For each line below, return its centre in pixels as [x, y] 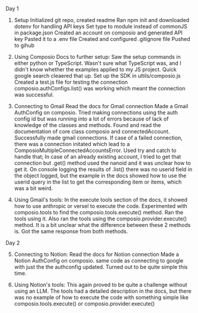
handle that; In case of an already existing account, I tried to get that [98, 156]
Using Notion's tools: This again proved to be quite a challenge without [100, 285]
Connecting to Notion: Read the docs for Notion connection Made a [96, 254]
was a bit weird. [33, 188]
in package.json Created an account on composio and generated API [98, 33]
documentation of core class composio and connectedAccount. [92, 131]
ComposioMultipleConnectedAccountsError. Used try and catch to [95, 150]
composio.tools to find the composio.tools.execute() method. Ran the [99, 212]
